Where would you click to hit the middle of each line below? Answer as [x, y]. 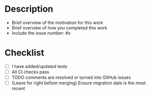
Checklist [25, 53]
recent [18, 89]
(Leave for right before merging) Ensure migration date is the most [79, 83]
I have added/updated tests [39, 66]
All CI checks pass [30, 71]
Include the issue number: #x [41, 33]
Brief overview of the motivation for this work [57, 23]
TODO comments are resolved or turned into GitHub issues [71, 77]
